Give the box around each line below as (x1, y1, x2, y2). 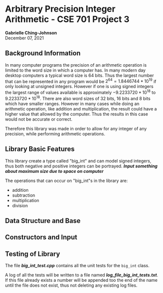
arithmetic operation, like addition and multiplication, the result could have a (5, 106, 157, 111)
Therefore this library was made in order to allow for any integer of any (5, 126, 147, 131)
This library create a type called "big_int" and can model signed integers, (5, 158, 152, 164)
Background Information (5, 49, 81, 57)
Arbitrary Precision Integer (5, 3, 116, 15)
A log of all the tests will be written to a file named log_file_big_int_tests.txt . (5, 272, 159, 278)
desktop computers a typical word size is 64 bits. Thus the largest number (5, 72, 154, 78)
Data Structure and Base (5, 217, 81, 225)
